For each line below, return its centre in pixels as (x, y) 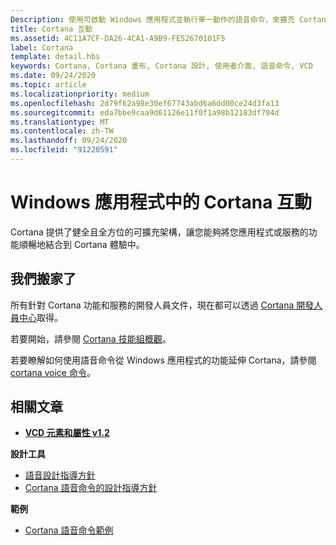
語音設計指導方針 (60, 475)
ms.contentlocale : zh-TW (62, 131)
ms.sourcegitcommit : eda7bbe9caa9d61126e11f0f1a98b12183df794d (145, 112)
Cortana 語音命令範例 (69, 530)
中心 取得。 (40, 317)
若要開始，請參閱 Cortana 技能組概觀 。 (91, 338)
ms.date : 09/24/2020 (53, 76)
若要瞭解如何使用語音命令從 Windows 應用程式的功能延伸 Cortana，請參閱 (163, 360)
